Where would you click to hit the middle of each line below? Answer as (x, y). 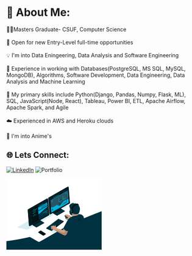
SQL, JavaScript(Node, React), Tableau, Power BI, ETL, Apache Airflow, (96, 101)
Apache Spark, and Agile (37, 107)
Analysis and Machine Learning (46, 81)
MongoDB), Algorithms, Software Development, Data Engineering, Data (96, 75)
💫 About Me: (38, 12)
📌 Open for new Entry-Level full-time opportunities (70, 42)
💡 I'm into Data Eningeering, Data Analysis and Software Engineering (93, 55)
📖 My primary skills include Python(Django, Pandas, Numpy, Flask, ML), (96, 94)
